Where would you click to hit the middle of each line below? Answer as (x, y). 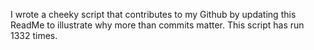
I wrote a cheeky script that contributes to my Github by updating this (153, 14)
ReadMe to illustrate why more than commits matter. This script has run (157, 25)
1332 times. (34, 35)
